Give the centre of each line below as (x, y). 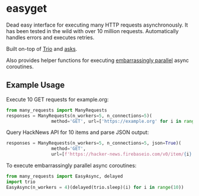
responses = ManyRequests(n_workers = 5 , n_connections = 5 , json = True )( (94, 143)
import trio (21, 182)
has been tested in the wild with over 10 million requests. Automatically (92, 31)
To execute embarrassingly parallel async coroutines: (71, 165)
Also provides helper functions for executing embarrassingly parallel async (98, 60)
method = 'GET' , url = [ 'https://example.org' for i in (116, 121)
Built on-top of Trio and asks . (42, 48)
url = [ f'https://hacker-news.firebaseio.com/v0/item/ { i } (122, 154)
